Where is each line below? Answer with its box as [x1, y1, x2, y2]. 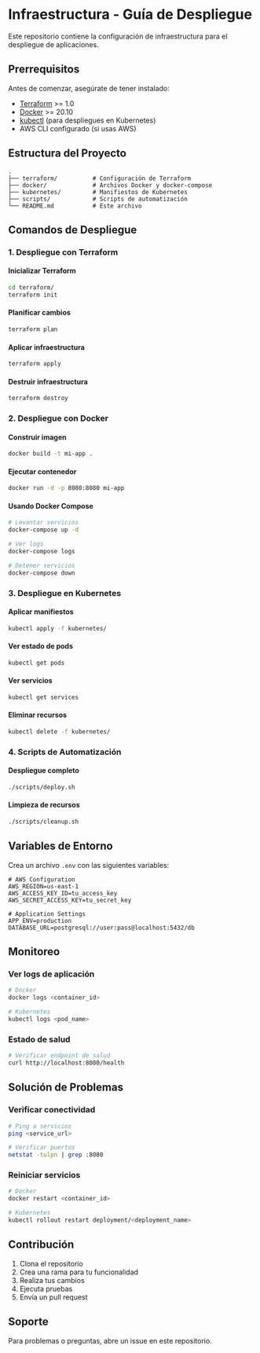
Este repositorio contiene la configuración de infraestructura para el [8, 31, 228, 41]
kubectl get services [8, 693, 79, 701]
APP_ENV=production [8, 917, 72, 925]
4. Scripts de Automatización [8, 746, 122, 757]
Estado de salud [8, 1034, 71, 1045]
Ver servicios [8, 676, 53, 686]
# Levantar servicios [8, 519, 79, 527]
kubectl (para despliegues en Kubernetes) [19, 116, 156, 125]
